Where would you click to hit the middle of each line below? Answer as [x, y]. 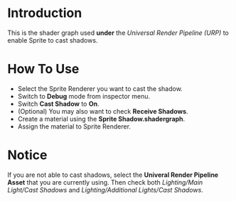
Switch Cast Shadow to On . [58, 104]
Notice [27, 155]
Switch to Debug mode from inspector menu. [84, 96]
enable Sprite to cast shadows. [53, 40]
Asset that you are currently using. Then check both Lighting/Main [105, 182]
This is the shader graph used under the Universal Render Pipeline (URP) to [118, 33]
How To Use [43, 69]
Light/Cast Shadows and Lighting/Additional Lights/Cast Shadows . [106, 190]
